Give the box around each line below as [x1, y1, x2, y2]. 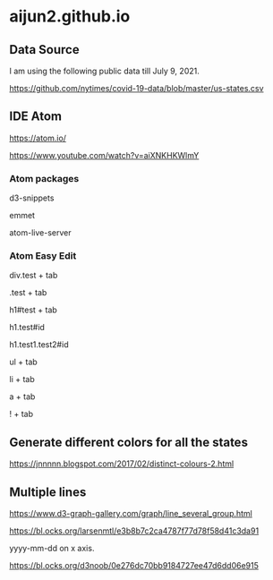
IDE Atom [9, 109, 63, 124]
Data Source [9, 42, 80, 57]
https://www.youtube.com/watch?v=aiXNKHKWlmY [9, 149, 200, 160]
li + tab [9, 374, 36, 385]
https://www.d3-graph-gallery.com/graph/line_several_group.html [9, 508, 252, 519]
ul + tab [9, 356, 38, 368]
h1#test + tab [9, 304, 58, 315]
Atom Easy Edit [9, 250, 77, 262]
